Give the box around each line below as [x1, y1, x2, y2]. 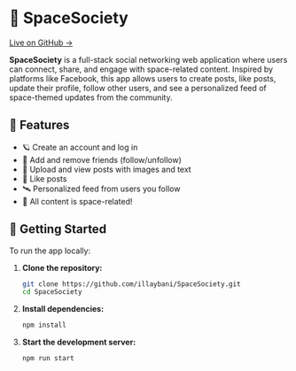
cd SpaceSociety [21, 288, 82, 297]
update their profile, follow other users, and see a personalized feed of [9, 82, 268, 93]
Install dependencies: [21, 304, 105, 314]
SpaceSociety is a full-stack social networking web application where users [9, 54, 288, 65]
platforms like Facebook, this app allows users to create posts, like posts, [9, 73, 277, 83]
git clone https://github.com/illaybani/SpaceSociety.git [21, 279, 241, 289]
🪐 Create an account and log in [21, 142, 138, 152]
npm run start [21, 354, 74, 363]
